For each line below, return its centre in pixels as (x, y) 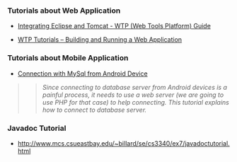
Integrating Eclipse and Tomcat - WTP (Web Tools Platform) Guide (114, 26)
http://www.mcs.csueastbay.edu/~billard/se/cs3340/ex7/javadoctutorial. (123, 143)
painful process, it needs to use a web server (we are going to (133, 95)
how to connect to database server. (94, 110)
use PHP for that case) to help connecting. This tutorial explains (136, 102)
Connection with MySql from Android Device (82, 74)
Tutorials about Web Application (64, 11)
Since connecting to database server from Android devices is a (135, 87)
